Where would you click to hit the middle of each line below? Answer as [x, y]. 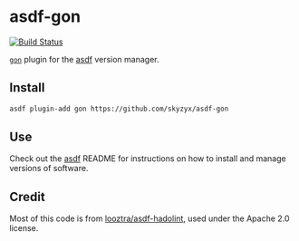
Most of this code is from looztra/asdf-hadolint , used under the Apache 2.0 [149, 218]
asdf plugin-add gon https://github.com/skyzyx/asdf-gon [119, 109]
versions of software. [49, 169]
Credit [27, 197]
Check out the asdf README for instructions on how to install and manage [148, 159]
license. [24, 228]
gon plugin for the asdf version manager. [84, 59]
